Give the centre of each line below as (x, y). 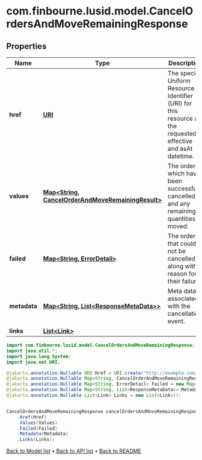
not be (177, 251)
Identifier (180, 96)
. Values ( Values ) (38, 423)
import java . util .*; (32, 351)
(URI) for (180, 103)
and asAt (180, 149)
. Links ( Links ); (36, 440)
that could (182, 244)
